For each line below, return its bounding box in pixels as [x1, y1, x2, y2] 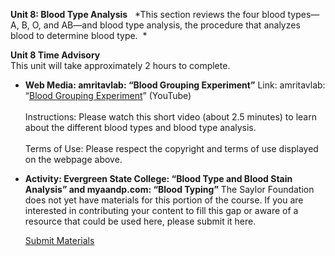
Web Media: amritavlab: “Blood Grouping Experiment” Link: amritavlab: [24, 79, 326, 91]
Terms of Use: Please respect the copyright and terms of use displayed [24, 143, 319, 154]
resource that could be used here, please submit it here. [24, 215, 257, 227]
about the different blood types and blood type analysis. [24, 122, 257, 133]
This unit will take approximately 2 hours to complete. [10, 60, 231, 71]
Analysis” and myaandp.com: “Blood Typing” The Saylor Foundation [24, 184, 315, 195]
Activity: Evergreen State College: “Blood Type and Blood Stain [24, 173, 293, 184]
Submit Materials [24, 235, 95, 246]
